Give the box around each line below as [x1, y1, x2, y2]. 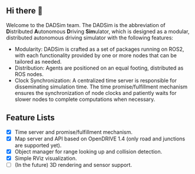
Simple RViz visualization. [14, 155, 77, 162]
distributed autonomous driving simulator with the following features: [6, 34, 174, 41]
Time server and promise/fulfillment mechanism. [14, 128, 133, 136]
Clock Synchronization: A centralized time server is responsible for [14, 77, 177, 84]
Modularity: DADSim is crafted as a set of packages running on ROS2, [14, 45, 184, 52]
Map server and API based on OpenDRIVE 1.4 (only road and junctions [14, 135, 186, 142]
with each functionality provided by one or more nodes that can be [14, 51, 177, 59]
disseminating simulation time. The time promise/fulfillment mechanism [14, 83, 188, 90]
